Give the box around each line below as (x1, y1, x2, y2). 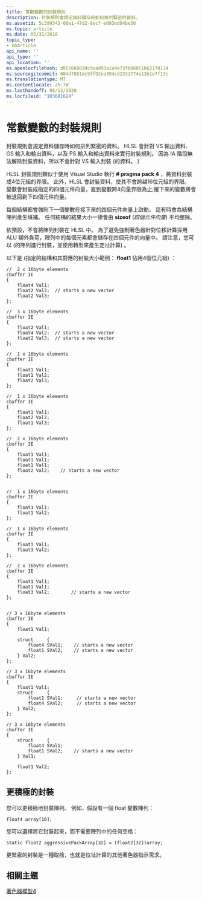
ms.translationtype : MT (6, 76, 66, 82)
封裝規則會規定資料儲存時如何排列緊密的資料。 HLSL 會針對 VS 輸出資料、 (6, 142, 191, 149)
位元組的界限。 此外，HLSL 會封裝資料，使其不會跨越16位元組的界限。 (14, 178, 190, 185)
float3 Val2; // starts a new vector (17, 589, 131, 595)
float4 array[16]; (6, 816, 52, 823)
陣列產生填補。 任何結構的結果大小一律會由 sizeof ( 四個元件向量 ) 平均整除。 (6, 213, 196, 221)
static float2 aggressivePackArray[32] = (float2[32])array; (6, 840, 163, 846)
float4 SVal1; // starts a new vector (28, 642, 134, 648)
